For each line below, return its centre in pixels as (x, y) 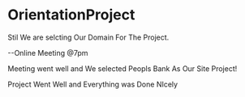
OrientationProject (71, 15)
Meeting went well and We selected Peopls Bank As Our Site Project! (122, 68)
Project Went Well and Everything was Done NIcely (93, 84)
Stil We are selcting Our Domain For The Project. (88, 37)
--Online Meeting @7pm (48, 53)
